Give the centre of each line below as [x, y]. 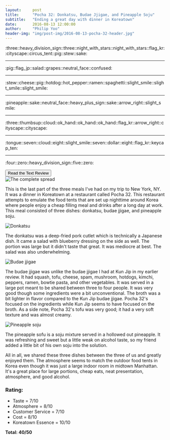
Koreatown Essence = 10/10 [41, 423]
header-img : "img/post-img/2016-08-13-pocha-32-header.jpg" [70, 34]
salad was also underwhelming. [38, 252]
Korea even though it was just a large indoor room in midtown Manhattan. [82, 366]
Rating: [14, 390]
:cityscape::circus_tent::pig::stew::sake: [46, 53]
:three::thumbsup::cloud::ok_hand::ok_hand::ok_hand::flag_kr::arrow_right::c [85, 123]
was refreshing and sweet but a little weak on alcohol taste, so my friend [81, 340]
